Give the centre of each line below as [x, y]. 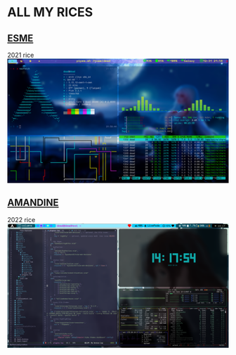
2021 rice [21, 55]
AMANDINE [33, 203]
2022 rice [21, 219]
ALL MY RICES [50, 12]
